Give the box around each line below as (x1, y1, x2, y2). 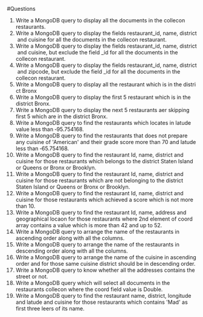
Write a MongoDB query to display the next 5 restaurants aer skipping (15, 107, 190, 113)
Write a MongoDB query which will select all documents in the (15, 280, 170, 286)
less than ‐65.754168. (15, 145, 69, 152)
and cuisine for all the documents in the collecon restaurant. (17, 36, 167, 43)
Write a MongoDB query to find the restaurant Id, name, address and (15, 209, 187, 216)
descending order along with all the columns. (15, 247, 129, 254)
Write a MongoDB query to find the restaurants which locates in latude (15, 119, 192, 126)
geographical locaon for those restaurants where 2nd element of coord (15, 215, 193, 222)
